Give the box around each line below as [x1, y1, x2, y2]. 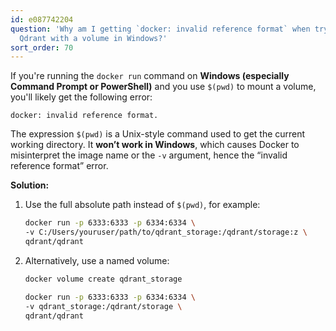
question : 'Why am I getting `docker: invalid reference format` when [10, 24, 311, 34]
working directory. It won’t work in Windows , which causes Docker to [10, 139, 300, 151]
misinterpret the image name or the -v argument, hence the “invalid [10, 149, 288, 161]
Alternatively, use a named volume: [24, 254, 170, 266]
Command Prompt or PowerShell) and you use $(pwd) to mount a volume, [10, 81, 317, 93]
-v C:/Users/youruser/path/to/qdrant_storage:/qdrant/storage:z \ [24, 227, 308, 238]
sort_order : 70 [10, 42, 74, 53]
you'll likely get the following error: [10, 91, 153, 103]
